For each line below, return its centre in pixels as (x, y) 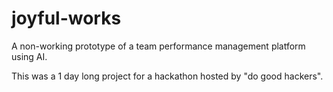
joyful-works (66, 18)
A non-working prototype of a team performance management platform (158, 46)
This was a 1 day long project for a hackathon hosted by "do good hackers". (167, 76)
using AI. (29, 56)
